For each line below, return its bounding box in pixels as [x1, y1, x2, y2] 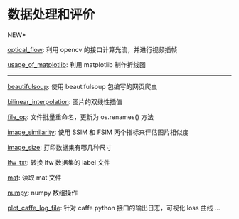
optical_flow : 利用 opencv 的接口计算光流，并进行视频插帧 [7, 45, 178, 54]
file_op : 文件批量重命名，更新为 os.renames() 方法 [7, 112, 154, 121]
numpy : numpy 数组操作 [7, 188, 78, 197]
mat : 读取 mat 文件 [7, 173, 62, 182]
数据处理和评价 [7, 6, 95, 23]
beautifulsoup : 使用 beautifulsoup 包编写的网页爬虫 [7, 82, 158, 91]
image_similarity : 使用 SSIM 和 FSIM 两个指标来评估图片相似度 [7, 128, 189, 136]
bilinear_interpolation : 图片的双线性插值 [7, 97, 122, 106]
